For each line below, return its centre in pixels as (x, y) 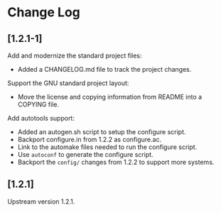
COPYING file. (38, 104)
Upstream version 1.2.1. (41, 201)
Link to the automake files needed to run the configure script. (107, 147)
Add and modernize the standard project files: (75, 55)
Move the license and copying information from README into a (110, 97)
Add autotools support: (41, 118)
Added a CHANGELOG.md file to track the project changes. (104, 69)
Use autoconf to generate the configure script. (86, 154)
